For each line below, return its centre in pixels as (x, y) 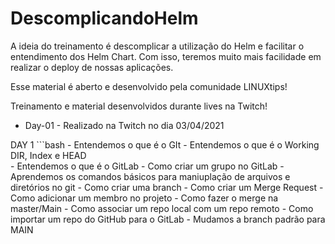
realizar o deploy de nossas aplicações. (92, 67)
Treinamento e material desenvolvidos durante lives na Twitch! (139, 106)
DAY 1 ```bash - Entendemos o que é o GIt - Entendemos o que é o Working (165, 144)
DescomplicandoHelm (104, 18)
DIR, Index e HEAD (48, 155)
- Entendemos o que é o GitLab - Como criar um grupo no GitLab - (147, 166)
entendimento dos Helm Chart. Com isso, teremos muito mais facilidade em (166, 56)
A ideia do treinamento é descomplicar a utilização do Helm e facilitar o (157, 46)
